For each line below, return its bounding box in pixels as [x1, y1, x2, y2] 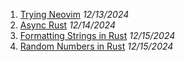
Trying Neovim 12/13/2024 [19, 9, 130, 20]
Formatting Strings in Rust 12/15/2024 [19, 30, 176, 41]
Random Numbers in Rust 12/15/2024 [19, 40, 174, 52]
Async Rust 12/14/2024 [19, 19, 116, 31]
